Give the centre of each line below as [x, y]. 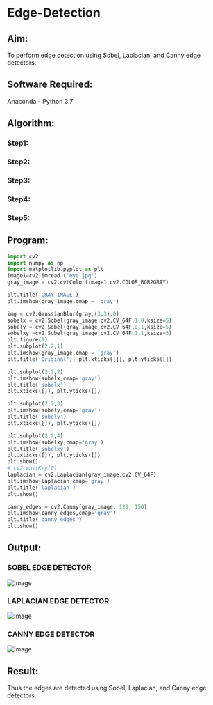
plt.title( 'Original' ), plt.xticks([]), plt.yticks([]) [90, 359]
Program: [28, 241]
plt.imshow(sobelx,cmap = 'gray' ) [54, 378]
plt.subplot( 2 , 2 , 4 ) [35, 436]
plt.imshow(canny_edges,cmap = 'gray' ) [62, 513]
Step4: [19, 199]
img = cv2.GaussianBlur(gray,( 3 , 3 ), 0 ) [63, 314]
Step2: [19, 162]
